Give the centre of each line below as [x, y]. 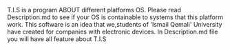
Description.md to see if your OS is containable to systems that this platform [115, 17]
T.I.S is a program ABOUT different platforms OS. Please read [94, 10]
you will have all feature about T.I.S [57, 39]
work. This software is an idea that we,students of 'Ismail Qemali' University [115, 24]
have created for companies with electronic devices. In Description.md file [113, 32]
